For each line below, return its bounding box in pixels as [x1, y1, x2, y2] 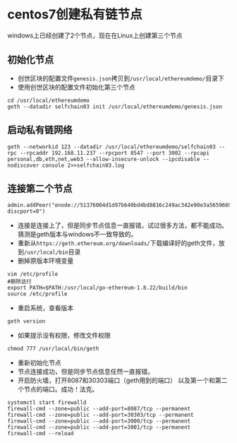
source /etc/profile [7, 290, 68, 297]
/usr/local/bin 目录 [23, 248, 81, 256]
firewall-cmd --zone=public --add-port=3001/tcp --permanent [7, 424, 191, 431]
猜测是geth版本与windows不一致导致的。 [17, 230, 138, 239]
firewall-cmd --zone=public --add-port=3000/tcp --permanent [7, 418, 191, 425]
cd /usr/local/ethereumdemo [7, 97, 90, 104]
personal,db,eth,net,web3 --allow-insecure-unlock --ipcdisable [7, 155, 200, 163]
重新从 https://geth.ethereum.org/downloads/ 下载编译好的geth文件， [17, 239, 219, 247]
